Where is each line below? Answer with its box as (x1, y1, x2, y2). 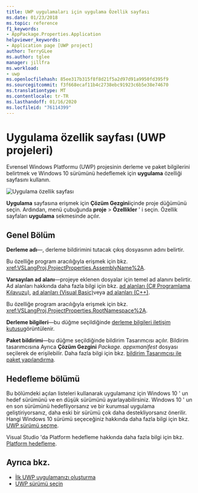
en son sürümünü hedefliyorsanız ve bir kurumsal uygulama (6, 403, 155, 410)
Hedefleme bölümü (6, 373, 80, 384)
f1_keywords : (6, 25, 39, 32)
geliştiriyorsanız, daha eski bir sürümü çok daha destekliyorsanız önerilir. (6, 409, 187, 416)
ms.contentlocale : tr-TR (6, 93, 69, 99)
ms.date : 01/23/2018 (6, 15, 59, 21)
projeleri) (6, 143, 53, 157)
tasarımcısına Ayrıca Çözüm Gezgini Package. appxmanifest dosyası (6, 343, 178, 351)
